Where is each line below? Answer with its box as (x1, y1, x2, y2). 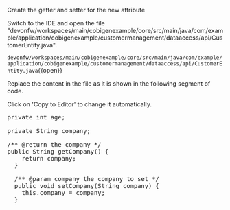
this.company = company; (21, 189, 105, 196)
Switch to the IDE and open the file (7, 19, 105, 27)
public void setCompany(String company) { (14, 182, 160, 189)
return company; (21, 154, 77, 162)
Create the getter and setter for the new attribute (7, 6, 146, 14)
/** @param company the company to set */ (14, 175, 160, 183)
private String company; (7, 127, 91, 135)
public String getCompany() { (7, 148, 109, 155)
